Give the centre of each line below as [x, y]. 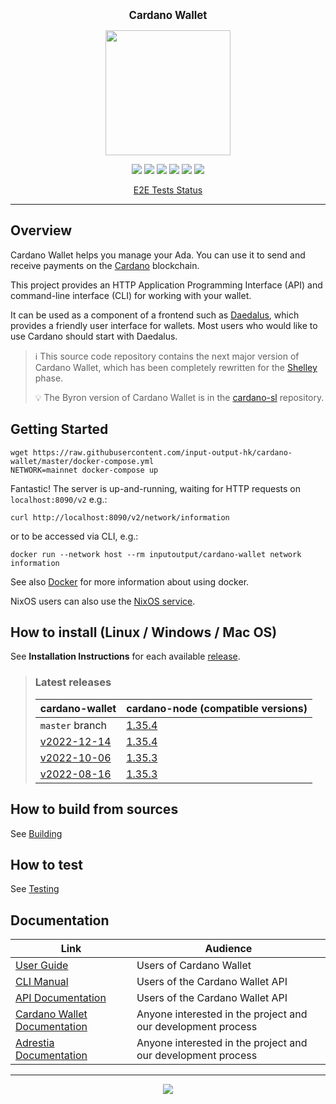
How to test [46, 864]
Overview [41, 230]
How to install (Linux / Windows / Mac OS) [144, 632]
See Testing [35, 889]
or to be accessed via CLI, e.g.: [74, 536]
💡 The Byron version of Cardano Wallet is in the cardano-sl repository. [179, 397]
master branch [73, 725]
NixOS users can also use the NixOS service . [103, 601]
